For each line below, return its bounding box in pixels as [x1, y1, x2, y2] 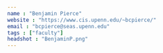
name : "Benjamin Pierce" [7, 10, 82, 17]
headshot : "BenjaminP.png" [7, 36, 89, 43]
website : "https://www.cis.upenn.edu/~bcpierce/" [7, 17, 157, 23]
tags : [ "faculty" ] [7, 29, 64, 36]
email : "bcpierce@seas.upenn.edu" [7, 23, 110, 30]
